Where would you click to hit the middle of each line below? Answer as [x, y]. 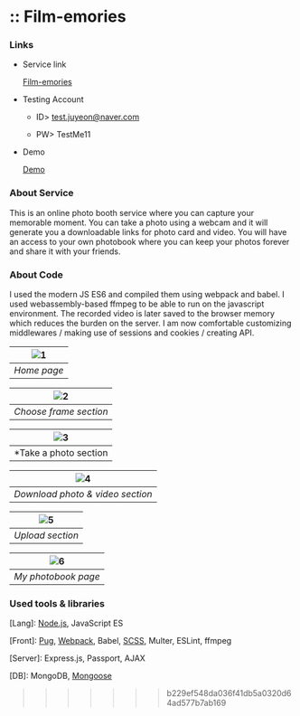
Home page [39, 371]
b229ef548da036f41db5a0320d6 [229, 693]
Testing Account [53, 99]
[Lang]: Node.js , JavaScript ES [66, 623]
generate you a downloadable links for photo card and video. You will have [148, 231]
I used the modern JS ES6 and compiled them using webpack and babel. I [147, 295]
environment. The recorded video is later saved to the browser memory [142, 314]
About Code [36, 275]
